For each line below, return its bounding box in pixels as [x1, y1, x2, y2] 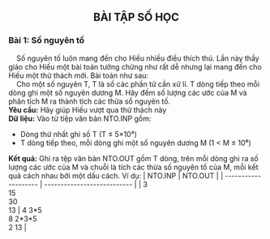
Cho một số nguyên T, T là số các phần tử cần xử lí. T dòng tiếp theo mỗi [15, 79, 260, 88]
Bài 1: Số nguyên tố [8, 35, 85, 46]
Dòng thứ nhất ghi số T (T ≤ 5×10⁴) [19, 129, 138, 139]
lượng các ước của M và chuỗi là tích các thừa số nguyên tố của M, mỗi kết [8, 162, 259, 172]
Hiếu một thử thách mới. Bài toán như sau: [8, 70, 148, 80]
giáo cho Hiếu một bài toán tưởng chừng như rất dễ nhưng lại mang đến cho [8, 62, 262, 71]
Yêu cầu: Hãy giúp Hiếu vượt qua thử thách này [8, 105, 167, 114]
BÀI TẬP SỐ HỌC [92, 11, 180, 24]
